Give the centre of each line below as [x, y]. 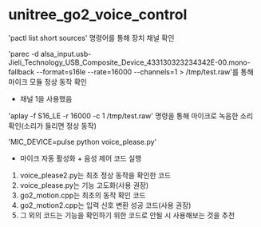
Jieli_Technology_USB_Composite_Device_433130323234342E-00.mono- [130, 62]
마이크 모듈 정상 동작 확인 [48, 82]
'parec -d [24, 54]
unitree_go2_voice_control [98, 15]
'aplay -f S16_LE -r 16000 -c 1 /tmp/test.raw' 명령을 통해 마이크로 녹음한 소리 [131, 115]
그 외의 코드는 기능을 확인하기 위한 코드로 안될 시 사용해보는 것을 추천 [127, 215]
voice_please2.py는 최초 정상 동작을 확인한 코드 [95, 175]
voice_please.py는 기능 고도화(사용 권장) [84, 185]
